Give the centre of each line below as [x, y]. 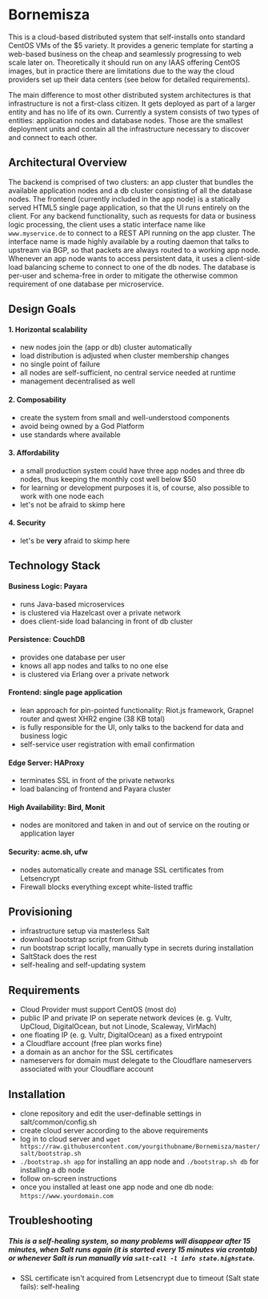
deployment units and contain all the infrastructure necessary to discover [129, 129]
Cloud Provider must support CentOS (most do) [98, 1009]
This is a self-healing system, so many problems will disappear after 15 [129, 1241]
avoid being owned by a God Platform [82, 426]
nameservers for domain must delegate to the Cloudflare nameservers [136, 1060]
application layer [47, 833]
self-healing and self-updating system [83, 965]
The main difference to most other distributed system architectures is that [130, 94]
